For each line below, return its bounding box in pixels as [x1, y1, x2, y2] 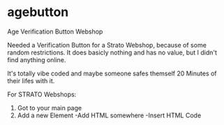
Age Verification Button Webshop [7, 27, 103, 36]
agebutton [7, 4, 69, 20]
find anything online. [7, 55, 66, 64]
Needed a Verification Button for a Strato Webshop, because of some [7, 41, 207, 49]
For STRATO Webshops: [7, 90, 77, 98]
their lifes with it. [7, 76, 55, 84]
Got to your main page [17, 103, 82, 112]
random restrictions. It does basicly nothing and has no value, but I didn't [7, 48, 218, 57]
